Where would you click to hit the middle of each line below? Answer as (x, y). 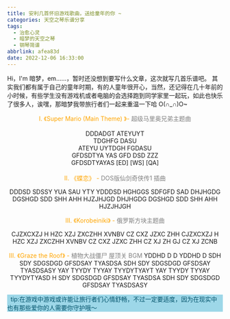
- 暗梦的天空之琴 (34, 39)
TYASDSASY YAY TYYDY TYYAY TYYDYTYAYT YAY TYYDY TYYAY (115, 270)
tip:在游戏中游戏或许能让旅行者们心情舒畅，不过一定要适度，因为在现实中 (114, 299)
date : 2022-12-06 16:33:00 (46, 58)
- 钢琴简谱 (27, 45)
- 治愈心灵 (27, 33)
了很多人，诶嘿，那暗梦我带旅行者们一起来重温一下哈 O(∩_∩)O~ (98, 104)
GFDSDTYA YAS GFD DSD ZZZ (115, 155)
